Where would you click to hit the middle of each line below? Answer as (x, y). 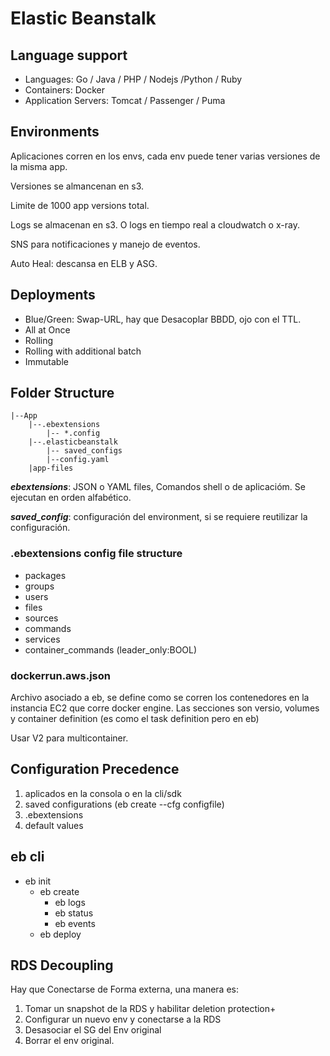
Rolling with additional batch (83, 351)
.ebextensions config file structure (96, 554)
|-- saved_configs (84, 451)
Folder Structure (62, 393)
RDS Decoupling (62, 965)
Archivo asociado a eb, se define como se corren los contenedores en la (160, 698)
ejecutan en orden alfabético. (71, 498)
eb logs (70, 902)
